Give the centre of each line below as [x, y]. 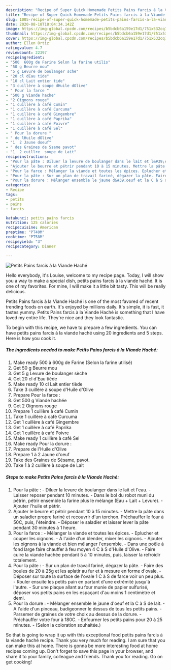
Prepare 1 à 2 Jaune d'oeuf [41, 455]
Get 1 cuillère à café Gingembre [46, 422]
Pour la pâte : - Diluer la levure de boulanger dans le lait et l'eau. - [82, 490]
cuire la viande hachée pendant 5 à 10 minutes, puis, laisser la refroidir [87, 555]
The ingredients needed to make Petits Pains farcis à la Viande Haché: [82, 350]
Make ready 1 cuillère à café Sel [46, 438]
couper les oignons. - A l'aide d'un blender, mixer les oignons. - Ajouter [88, 539]
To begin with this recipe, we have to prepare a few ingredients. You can [81, 327]
